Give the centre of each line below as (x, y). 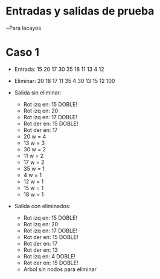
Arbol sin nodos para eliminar (60, 269)
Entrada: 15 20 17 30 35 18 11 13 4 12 (59, 69)
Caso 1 (23, 52)
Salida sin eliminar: (38, 93)
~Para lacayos (24, 28)
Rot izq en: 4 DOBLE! (50, 256)
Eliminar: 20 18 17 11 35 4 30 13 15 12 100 (65, 80)
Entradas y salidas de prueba (80, 11)
